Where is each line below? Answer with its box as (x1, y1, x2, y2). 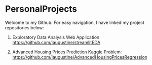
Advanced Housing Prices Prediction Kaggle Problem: (12, 49, 122, 55)
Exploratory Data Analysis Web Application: (12, 34, 101, 40)
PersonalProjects (5, 3, 77, 15)
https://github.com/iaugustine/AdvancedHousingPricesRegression (12, 54, 148, 60)
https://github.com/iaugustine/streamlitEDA (12, 39, 101, 45)
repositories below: (5, 24, 44, 30)
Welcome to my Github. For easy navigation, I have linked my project (5, 20, 145, 25)
